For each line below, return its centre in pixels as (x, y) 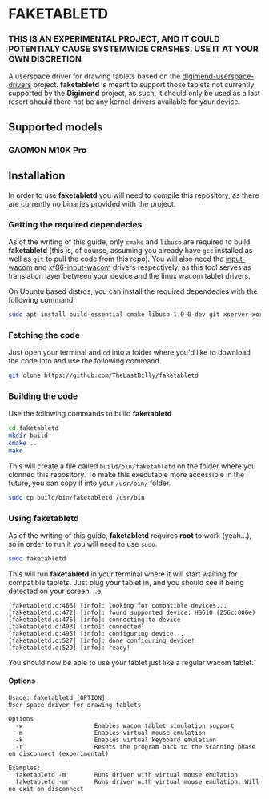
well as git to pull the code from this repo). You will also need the (116, 259)
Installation (37, 176)
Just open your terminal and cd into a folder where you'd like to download (129, 352)
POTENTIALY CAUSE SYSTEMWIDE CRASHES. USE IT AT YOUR (133, 49)
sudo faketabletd (37, 558)
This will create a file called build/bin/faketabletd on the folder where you (132, 466)
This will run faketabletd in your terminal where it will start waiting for (123, 574)
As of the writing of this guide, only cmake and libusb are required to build (129, 242)
